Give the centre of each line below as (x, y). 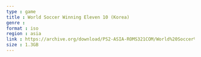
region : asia (24, 34)
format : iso (22, 28)
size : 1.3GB (22, 45)
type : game (21, 12)
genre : (16, 23)
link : (14, 39)
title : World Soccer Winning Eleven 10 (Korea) (68, 17)
